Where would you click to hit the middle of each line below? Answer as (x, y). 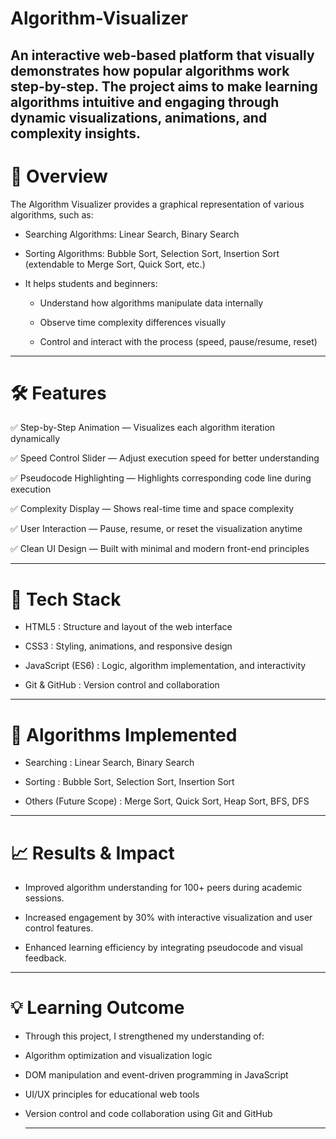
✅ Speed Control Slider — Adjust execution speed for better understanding (165, 458)
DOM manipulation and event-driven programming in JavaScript (156, 1075)
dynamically (35, 439)
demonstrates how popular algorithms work (150, 70)
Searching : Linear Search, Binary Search (109, 763)
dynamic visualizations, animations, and (139, 117)
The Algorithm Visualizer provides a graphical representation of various (157, 204)
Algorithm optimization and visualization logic (118, 1056)
